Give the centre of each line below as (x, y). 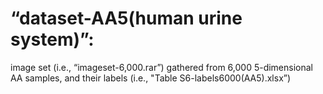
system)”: (52, 39)
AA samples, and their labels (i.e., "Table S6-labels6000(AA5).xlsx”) (151, 78)
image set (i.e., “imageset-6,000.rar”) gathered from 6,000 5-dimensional (162, 67)
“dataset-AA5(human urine (126, 18)
